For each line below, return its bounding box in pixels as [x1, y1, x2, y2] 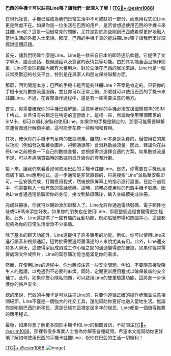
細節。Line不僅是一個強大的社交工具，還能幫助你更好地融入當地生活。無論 [9, 298, 166, 304]
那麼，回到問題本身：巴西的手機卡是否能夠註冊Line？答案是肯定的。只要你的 [5, 82, 166, 88]
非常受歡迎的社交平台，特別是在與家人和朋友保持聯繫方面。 [5, 71, 130, 77]
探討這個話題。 [5, 41, 37, 47]
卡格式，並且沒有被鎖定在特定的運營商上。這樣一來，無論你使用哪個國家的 [5, 112, 161, 118]
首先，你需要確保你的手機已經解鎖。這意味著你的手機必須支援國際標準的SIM [5, 106, 165, 112]
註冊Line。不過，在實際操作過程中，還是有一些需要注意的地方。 [5, 95, 139, 101]
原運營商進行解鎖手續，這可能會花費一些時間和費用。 [5, 125, 117, 131]
